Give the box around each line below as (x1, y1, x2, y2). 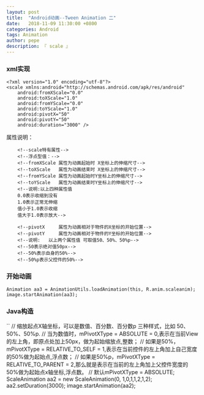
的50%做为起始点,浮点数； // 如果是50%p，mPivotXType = (6, 353, 156, 360)
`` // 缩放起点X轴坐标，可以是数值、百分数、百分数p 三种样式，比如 (6, 322, 176, 329)
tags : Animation (6, 32, 48, 38)
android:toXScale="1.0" (17, 95, 78, 101)
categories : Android (6, 26, 59, 33)
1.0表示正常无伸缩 (17, 199, 58, 206)
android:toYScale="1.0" (17, 106, 78, 112)
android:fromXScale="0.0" (17, 90, 84, 96)
